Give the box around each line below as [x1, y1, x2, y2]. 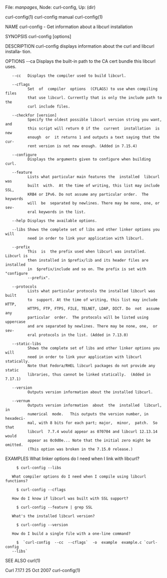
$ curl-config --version [16, 522, 68, 527]
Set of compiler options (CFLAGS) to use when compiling [27, 86, 157, 91]
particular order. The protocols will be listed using [27, 315, 149, 320]
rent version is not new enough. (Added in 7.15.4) [27, 144, 137, 149]
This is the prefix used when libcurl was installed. [27, 249, 146, 254]
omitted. [5, 442, 23, 447]
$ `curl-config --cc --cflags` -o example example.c [16, 540, 142, 545]
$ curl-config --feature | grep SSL [16, 505, 93, 510]
